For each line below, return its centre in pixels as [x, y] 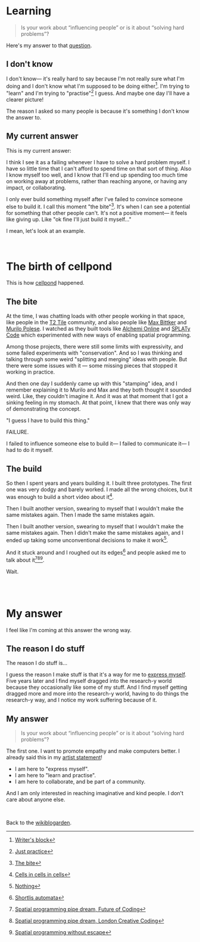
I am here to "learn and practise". [55, 775]
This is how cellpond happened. [45, 283]
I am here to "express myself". [52, 769]
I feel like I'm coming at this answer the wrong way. [69, 630]
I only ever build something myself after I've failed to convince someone [95, 199]
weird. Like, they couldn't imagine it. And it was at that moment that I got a [97, 396]
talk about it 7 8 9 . [25, 559]
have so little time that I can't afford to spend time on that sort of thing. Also [99, 168]
